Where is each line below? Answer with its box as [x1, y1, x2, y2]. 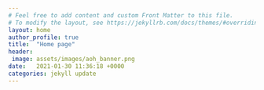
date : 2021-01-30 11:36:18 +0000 [8, 63, 125, 70]
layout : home [8, 26, 51, 34]
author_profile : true [8, 33, 79, 41]
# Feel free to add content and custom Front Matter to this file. [8, 11, 234, 20]
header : [8, 48, 34, 56]
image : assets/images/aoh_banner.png [11, 56, 135, 63]
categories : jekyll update [8, 70, 97, 77]
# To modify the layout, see [8, 19, 104, 27]
